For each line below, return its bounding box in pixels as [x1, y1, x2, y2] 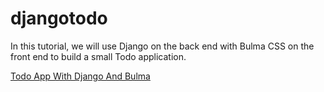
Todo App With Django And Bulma [10, 70, 151, 82]
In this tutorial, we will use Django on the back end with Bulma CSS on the [10, 40, 315, 52]
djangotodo [10, 7, 108, 30]
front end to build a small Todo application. [10, 50, 187, 62]
